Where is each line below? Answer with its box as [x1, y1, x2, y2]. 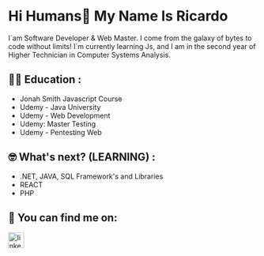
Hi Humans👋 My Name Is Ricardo [8, 7, 228, 25]
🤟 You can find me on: [8, 211, 118, 224]
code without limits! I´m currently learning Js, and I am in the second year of [8, 41, 256, 51]
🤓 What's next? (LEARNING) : [8, 150, 156, 164]
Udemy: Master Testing [19, 119, 96, 129]
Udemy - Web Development [19, 111, 111, 120]
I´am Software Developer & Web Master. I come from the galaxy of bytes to [8, 33, 252, 43]
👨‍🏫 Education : [8, 73, 81, 86]
